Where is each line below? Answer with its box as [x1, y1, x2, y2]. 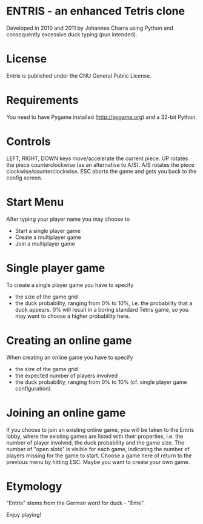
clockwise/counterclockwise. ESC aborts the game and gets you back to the [6, 167, 197, 175]
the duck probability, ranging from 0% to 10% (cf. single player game [15, 378, 188, 386]
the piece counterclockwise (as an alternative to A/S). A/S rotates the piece [6, 161, 195, 168]
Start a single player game [15, 227, 81, 234]
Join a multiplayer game [15, 240, 76, 247]
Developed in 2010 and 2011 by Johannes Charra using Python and [6, 24, 174, 32]
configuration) [15, 385, 51, 392]
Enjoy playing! [6, 511, 41, 519]
